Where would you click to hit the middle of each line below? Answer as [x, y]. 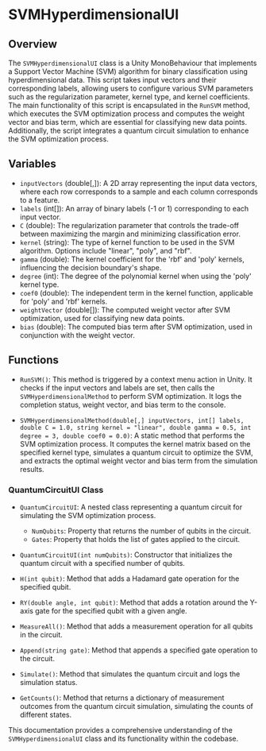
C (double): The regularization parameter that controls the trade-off [129, 225]
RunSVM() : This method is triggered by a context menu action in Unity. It [136, 379]
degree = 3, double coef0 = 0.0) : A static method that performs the [132, 436]
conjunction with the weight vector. [77, 335]
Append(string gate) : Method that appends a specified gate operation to [139, 650]
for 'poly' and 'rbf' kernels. [64, 301]
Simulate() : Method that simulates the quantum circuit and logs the [130, 674]
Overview [33, 44]
